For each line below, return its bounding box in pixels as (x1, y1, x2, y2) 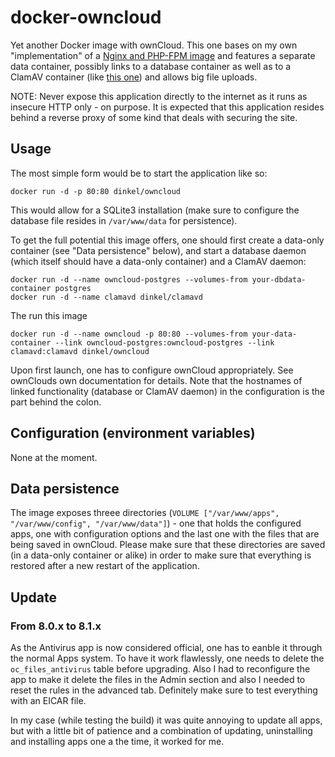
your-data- (251, 329, 298, 339)
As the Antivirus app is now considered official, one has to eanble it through (10, 642, 323, 654)
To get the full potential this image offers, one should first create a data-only (10, 234, 325, 246)
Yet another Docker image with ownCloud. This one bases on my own (10, 39, 298, 51)
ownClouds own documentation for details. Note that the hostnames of (10, 374, 303, 386)
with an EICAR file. (10, 695, 87, 707)
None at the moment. (10, 451, 98, 463)
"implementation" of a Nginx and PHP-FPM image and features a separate (10, 49, 316, 61)
